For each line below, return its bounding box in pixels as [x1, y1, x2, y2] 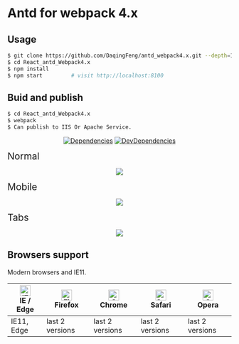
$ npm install [7, 65, 50, 72]
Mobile [7, 181, 38, 193]
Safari [150, 300, 171, 310]
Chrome [99, 300, 128, 310]
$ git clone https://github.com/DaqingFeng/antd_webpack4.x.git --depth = [7, 52, 231, 59]
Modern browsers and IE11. [7, 268, 87, 276]
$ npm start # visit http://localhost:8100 [7, 72, 164, 79]
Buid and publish [7, 91, 84, 104]
